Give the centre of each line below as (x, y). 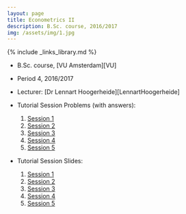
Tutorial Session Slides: (50, 161)
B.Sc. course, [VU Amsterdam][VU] (67, 65)
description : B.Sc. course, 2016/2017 (62, 26)
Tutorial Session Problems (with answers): (76, 105)
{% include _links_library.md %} (52, 52)
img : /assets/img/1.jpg (41, 33)
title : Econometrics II (41, 20)
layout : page (26, 13)
